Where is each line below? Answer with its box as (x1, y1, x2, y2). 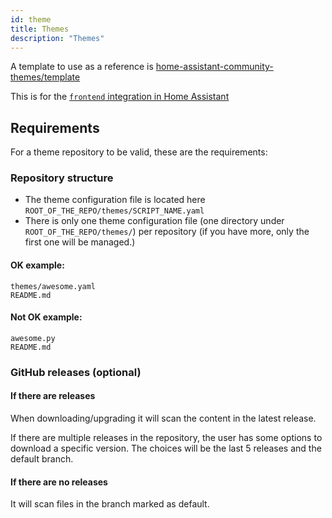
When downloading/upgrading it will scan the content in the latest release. (10, 412, 317, 425)
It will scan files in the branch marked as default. (10, 498, 210, 510)
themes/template (10, 71, 81, 83)
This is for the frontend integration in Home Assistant (10, 91, 230, 103)
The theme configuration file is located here (24, 194, 206, 206)
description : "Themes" (10, 33, 105, 43)
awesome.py (10, 333, 56, 343)
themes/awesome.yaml (10, 281, 97, 291)
